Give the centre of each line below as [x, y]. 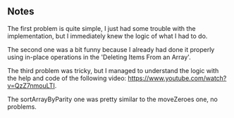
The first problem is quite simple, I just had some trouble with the [101, 28]
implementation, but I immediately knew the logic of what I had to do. [107, 36]
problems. [22, 106]
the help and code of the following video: [67, 78]
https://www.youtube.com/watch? [177, 78]
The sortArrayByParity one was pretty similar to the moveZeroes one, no [113, 99]
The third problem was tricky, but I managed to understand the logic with [113, 70]
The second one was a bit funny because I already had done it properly [111, 49]
